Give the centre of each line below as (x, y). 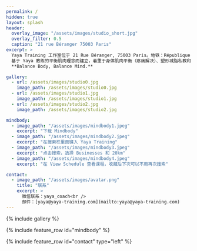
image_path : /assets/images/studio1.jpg (67, 99)
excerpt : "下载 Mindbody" (47, 131)
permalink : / (22, 11)
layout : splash (25, 22)
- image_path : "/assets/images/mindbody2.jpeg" (71, 137)
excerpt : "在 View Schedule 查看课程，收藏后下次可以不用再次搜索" (93, 164)
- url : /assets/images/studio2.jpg (55, 104)
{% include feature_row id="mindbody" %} (58, 230)
